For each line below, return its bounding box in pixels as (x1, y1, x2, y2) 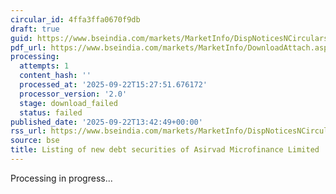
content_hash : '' (19, 71, 92, 81)
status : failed (19, 107, 83, 118)
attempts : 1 (19, 61, 70, 71)
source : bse (10, 136, 60, 146)
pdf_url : (10, 42, 47, 53)
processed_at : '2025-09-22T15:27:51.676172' (19, 80, 208, 90)
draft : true (10, 24, 60, 34)
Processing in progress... (10, 172, 113, 184)
